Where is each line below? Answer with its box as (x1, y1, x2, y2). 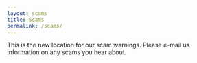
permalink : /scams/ (7, 22, 63, 29)
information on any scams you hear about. (7, 48, 127, 56)
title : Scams (7, 16, 45, 23)
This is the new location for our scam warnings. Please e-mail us (7, 41, 190, 49)
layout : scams (7, 9, 48, 17)
